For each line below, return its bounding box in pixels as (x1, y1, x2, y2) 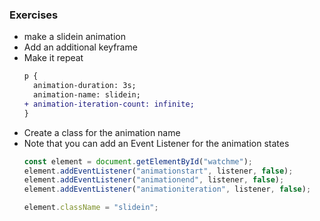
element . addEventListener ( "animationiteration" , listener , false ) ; (23, 184, 312, 195)
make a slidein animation (23, 31, 126, 43)
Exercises (9, 8, 59, 22)
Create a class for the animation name (23, 126, 181, 138)
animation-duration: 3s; (33, 81, 137, 91)
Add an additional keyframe (23, 41, 138, 53)
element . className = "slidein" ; (23, 203, 159, 213)
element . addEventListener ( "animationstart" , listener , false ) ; (23, 166, 294, 176)
